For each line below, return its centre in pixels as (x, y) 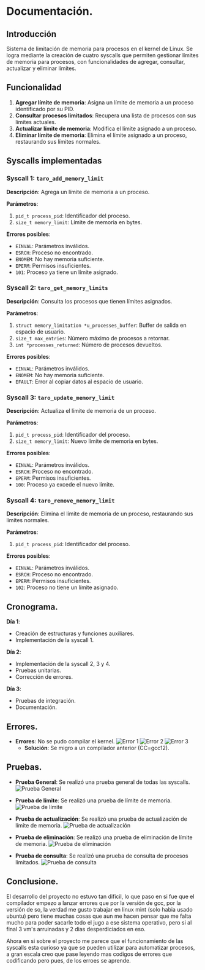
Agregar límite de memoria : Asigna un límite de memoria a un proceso (104, 102)
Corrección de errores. (44, 677)
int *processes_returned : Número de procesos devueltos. (89, 345)
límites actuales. (35, 122)
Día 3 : (14, 689)
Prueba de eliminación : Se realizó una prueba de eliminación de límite (104, 837)
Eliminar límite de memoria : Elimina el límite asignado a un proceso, (101, 135)
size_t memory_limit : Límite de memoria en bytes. (79, 222)
